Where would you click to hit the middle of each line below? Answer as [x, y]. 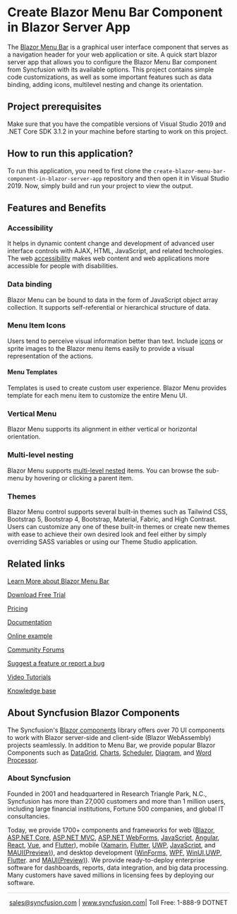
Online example [30, 636]
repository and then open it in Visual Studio [166, 178]
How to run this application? [71, 154]
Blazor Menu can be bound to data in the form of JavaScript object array [113, 300]
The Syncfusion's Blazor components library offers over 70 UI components [116, 730]
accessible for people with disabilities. [63, 266]
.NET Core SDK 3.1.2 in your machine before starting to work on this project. [117, 131]
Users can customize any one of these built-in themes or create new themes [119, 526]
